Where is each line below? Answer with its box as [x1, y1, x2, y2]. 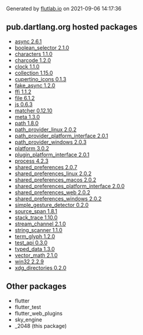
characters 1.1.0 [14, 50, 53, 57]
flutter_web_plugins [14, 310, 63, 317]
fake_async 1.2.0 [14, 82, 56, 89]
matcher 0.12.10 [14, 107, 53, 114]
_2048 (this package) [14, 322, 67, 329]
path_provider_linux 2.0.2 [14, 125, 77, 133]
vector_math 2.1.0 [14, 252, 58, 259]
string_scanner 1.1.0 [14, 226, 63, 233]
